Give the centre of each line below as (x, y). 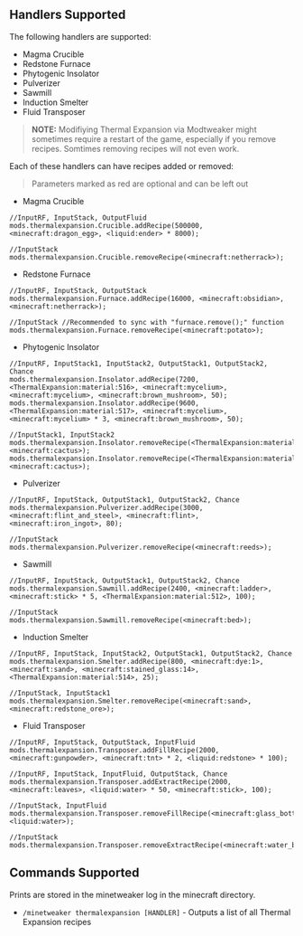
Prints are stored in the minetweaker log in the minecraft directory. (133, 894)
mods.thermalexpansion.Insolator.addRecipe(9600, (105, 403)
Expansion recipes (57, 922)
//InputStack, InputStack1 (60, 693)
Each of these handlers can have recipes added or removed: (122, 165)
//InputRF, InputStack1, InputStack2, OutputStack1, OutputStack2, (139, 364)
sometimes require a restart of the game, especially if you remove (154, 138)
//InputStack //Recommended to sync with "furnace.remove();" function (147, 322)
